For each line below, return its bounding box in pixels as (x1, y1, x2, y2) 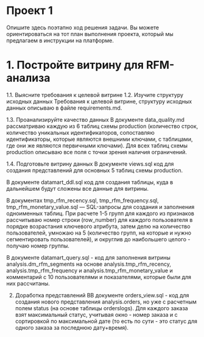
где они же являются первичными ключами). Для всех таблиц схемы (6, 141, 188, 149)
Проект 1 (6, 4, 53, 18)
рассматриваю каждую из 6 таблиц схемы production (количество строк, (6, 122, 199, 130)
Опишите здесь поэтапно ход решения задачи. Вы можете (6, 24, 160, 31)
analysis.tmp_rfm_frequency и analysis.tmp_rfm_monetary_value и (6, 266, 173, 274)
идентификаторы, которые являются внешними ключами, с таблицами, (6, 135, 193, 143)
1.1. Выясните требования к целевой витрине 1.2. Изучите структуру (6, 91, 184, 98)
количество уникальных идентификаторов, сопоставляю (6, 129, 155, 136)
